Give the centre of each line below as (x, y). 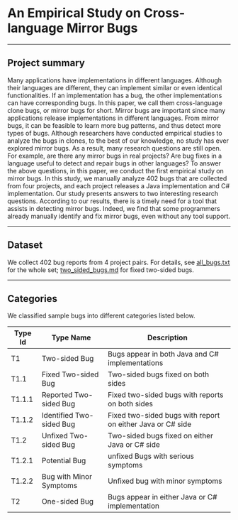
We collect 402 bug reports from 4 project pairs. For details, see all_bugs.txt (119, 262)
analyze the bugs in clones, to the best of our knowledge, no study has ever (118, 141)
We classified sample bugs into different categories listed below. (102, 316)
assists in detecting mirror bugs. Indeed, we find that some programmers (114, 208)
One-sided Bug (68, 502)
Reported (57, 395)
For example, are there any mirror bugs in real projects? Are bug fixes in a (115, 156)
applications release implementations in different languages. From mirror (113, 118)
